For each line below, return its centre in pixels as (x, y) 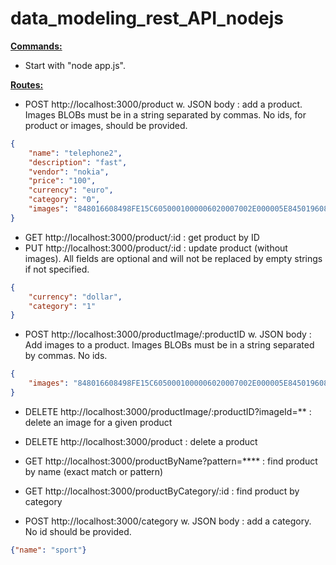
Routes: (27, 84)
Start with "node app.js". (75, 65)
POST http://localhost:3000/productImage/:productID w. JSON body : (168, 334)
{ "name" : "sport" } (48, 550)
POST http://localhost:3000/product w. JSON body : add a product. (163, 104)
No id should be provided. (78, 531)
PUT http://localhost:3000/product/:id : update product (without (156, 248)
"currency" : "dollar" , (75, 297)
